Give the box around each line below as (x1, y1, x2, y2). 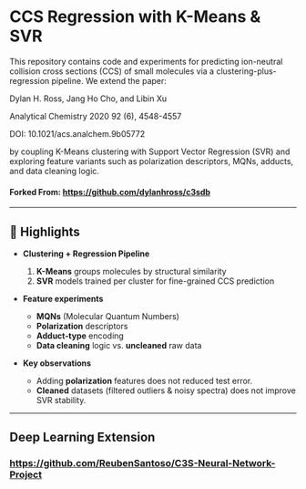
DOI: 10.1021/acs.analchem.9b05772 (9, 128, 146, 139)
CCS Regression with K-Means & (9, 6, 261, 27)
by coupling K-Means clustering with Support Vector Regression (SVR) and (9, 146, 291, 157)
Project (9, 468, 43, 481)
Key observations (22, 358, 92, 369)
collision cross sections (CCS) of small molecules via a (9, 66, 215, 77)
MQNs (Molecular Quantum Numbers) (36, 310, 180, 321)
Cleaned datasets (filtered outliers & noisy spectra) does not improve (36, 385, 296, 396)
